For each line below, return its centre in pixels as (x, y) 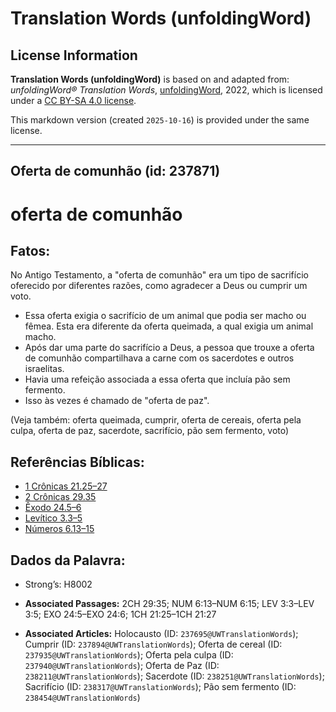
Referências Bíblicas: (77, 462)
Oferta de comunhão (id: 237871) (115, 171)
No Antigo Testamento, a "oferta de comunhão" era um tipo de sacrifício (159, 275)
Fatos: (30, 250)
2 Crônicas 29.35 (60, 497)
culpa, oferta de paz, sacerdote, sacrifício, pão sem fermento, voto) (150, 431)
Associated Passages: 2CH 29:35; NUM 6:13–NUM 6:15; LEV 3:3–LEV (169, 604)
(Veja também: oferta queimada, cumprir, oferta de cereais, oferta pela (156, 420)
